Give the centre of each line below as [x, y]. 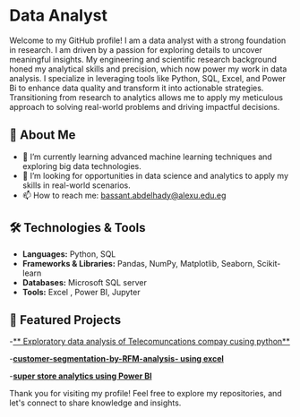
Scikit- [269, 263]
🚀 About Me [43, 135]
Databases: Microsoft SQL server [85, 282]
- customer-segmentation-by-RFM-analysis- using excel [116, 359]
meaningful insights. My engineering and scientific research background [143, 59]
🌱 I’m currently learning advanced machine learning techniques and [147, 157]
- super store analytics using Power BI [81, 376]
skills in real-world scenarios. [77, 185]
